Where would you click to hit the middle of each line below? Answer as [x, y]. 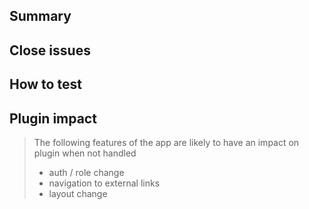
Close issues [50, 50]
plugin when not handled [85, 153]
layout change [78, 193]
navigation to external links [104, 183]
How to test [45, 84]
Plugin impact [53, 118]
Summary [40, 16]
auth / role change [86, 172]
